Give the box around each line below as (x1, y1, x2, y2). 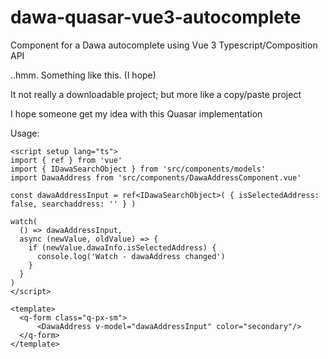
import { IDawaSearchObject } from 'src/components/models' (10, 164, 267, 174)
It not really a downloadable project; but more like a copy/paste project (10, 88, 302, 100)
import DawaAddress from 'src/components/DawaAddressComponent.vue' (10, 172, 302, 183)
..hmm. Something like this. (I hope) (10, 69, 157, 81)
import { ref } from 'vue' (10, 155, 123, 165)
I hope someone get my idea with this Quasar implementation (10, 107, 263, 120)
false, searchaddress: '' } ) (10, 199, 137, 209)
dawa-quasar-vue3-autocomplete (10, 6, 302, 29)
